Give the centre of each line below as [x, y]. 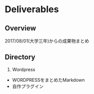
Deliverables [32, 9]
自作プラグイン [28, 86]
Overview [21, 28]
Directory [20, 57]
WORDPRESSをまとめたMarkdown [48, 80]
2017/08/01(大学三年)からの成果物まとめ [47, 41]
